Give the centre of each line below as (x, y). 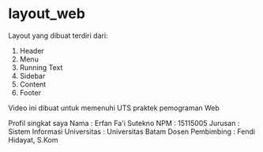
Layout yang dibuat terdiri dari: (58, 35)
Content (33, 84)
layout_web (47, 14)
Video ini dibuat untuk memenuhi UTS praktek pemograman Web (114, 108)
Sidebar (32, 76)
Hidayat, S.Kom (33, 139)
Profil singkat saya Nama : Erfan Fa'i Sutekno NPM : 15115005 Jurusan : (124, 123)
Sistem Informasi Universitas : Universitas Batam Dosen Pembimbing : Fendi (131, 132)
